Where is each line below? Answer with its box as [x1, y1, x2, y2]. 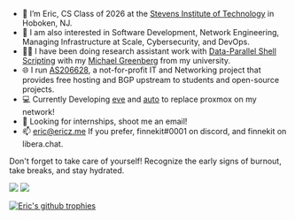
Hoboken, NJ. [21, 18, 73, 28]
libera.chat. [21, 139, 64, 149]
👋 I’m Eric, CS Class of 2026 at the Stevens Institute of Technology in [21, 9, 275, 19]
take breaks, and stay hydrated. [9, 165, 125, 176]
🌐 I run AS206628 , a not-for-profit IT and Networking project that [21, 64, 261, 75]
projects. [21, 84, 55, 95]
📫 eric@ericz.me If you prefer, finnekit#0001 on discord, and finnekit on [21, 126, 287, 136]
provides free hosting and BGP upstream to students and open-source [21, 75, 280, 85]
